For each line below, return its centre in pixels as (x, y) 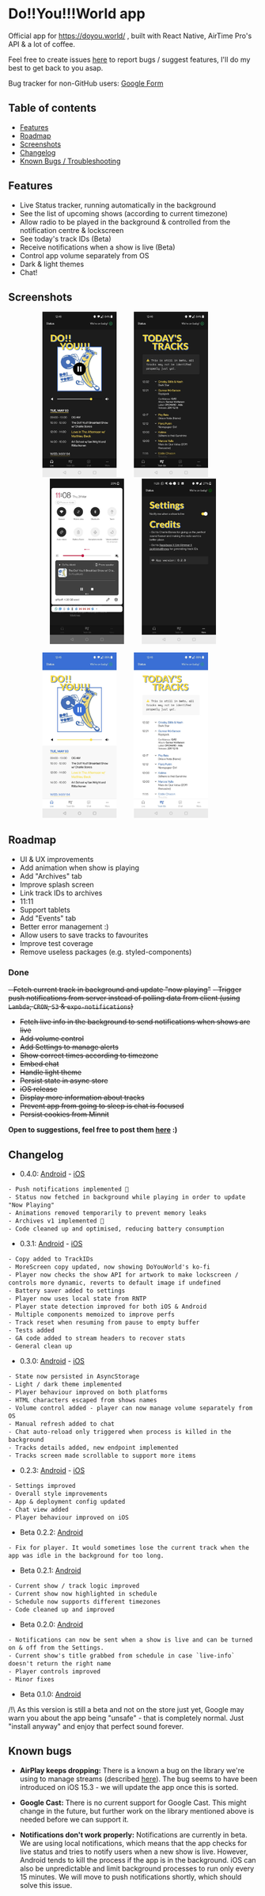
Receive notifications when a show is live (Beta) (97, 247)
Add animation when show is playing (79, 868)
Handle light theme (51, 1072)
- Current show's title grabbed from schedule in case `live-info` (122, 1656)
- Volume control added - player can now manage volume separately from (131, 1408)
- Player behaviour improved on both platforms (88, 1392)
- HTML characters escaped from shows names (83, 1400)
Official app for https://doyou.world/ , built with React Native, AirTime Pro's (130, 36)
